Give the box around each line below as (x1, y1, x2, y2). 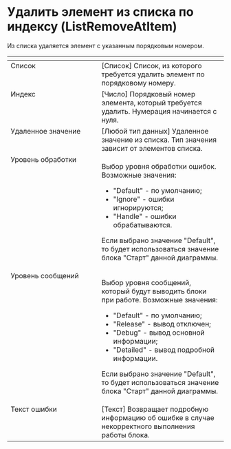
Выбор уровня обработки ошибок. (101, 161, 217, 171)
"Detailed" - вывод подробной (113, 345, 215, 355)
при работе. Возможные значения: (101, 295, 218, 304)
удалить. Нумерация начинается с (101, 106, 217, 116)
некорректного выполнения (101, 421, 195, 431)
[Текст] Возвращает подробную (101, 404, 209, 414)
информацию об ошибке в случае (101, 413, 214, 422)
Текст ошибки (10, 404, 57, 414)
